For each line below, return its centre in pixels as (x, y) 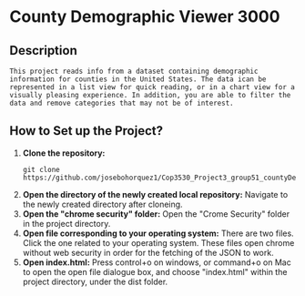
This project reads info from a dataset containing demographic (134, 71)
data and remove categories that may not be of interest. (122, 103)
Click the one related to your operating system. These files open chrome (158, 242)
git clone (41, 169)
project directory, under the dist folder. (95, 281)
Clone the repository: (64, 153)
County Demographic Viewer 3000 (145, 17)
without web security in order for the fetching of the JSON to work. (148, 252)
